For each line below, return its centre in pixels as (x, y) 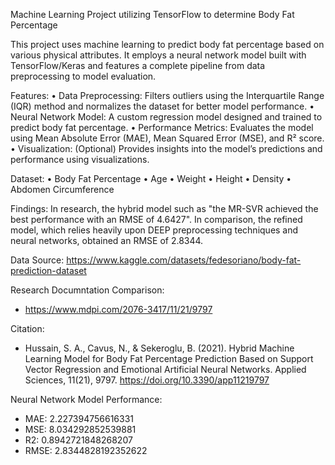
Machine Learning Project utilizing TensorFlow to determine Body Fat (152, 14)
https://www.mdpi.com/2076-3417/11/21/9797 (118, 309)
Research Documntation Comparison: (87, 290)
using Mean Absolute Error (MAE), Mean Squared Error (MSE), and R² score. (167, 138)
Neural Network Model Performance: (86, 399)
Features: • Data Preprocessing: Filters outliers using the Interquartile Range (167, 95)
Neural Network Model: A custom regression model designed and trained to (166, 117)
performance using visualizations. (80, 159)
